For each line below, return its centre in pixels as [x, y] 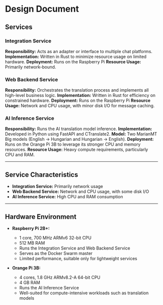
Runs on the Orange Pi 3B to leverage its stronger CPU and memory [73, 144]
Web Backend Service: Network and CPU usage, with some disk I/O [81, 191]
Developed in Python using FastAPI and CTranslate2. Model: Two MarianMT [81, 134]
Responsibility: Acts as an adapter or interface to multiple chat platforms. [79, 51]
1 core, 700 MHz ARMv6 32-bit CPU [55, 238]
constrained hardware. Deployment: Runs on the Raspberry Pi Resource [78, 100]
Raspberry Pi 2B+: [31, 229]
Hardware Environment [41, 217]
